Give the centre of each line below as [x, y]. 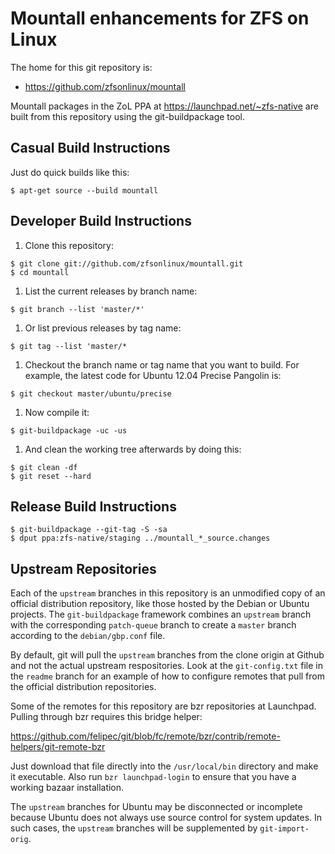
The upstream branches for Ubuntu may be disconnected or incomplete [156, 807]
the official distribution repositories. [83, 687]
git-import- [284, 829]
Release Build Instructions [93, 506]
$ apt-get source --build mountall [84, 190]
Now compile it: [57, 412]
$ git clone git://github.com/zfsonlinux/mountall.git [127, 263]
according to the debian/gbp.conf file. [88, 636]
